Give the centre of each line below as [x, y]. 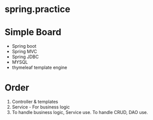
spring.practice [37, 9]
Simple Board [33, 32]
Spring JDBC [25, 57]
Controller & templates [35, 102]
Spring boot [24, 46]
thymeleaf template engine [39, 68]
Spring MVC [24, 52]
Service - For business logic [41, 107]
